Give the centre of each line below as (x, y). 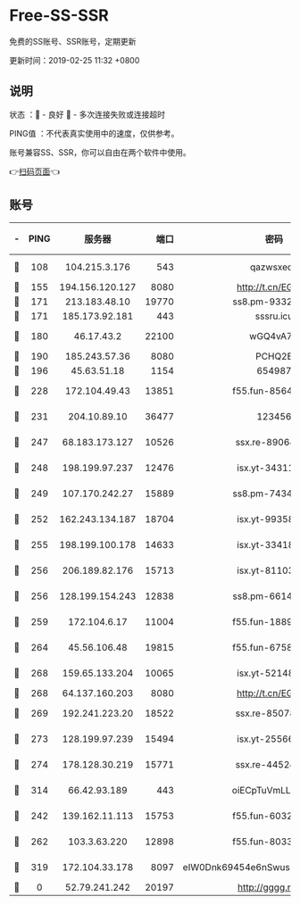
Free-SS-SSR (59, 16)
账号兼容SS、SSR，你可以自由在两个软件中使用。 (100, 152)
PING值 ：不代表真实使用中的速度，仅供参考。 (94, 133)
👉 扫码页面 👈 (35, 171)
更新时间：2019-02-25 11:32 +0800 (75, 60)
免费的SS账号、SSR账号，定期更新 (73, 41)
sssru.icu (274, 316)
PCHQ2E (274, 356)
